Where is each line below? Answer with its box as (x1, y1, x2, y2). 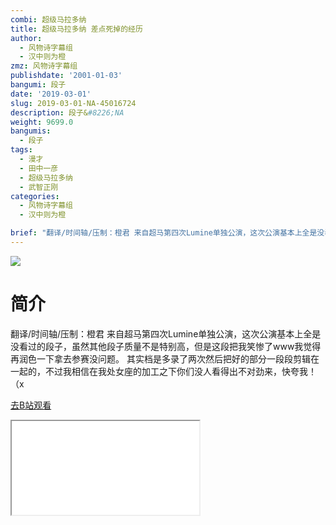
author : (10, 33, 43, 43)
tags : (10, 145, 33, 155)
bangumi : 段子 (10, 80, 67, 90)
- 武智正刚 (19, 182, 59, 192)
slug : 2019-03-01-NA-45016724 (10, 98, 137, 108)
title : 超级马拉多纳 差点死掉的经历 (10, 24, 143, 34)
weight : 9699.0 (10, 117, 74, 127)
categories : (10, 191, 60, 201)
